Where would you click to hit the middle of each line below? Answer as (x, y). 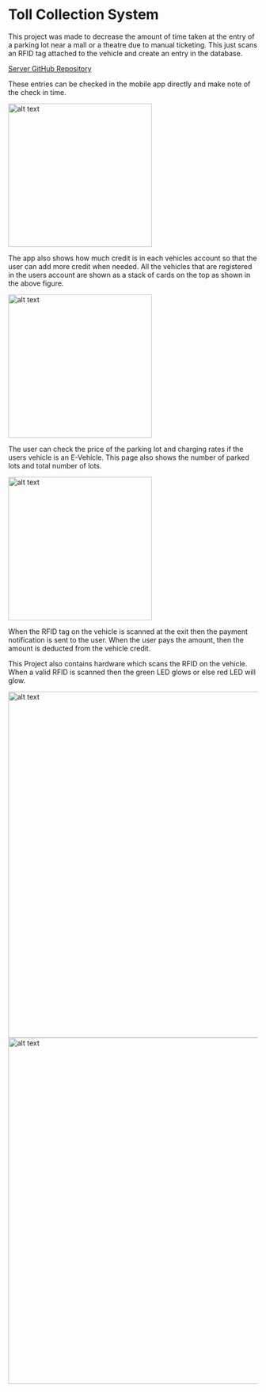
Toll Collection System (84, 15)
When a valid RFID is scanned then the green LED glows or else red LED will (132, 672)
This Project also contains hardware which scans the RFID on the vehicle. (128, 663)
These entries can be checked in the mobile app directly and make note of (129, 84)
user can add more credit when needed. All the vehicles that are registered (130, 266)
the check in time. (38, 92)
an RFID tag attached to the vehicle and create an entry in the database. (125, 53)
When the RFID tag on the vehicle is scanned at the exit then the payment (128, 632)
